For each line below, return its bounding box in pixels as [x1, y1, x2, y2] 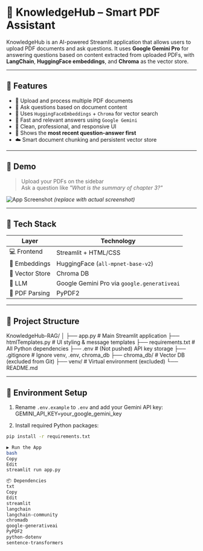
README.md [6, 365, 38, 372]
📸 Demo [6, 162, 36, 172]
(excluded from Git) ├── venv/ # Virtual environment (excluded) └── [6, 358, 178, 365]
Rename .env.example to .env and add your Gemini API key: [14, 404, 163, 411]
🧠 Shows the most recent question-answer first [14, 129, 137, 136]
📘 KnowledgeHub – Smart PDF [6, 5, 160, 19]
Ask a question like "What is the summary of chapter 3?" [21, 184, 163, 191]
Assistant [6, 18, 56, 32]
